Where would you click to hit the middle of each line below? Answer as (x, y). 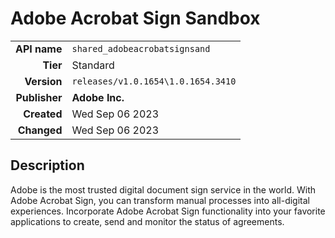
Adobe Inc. (98, 97)
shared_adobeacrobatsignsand (141, 48)
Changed (40, 130)
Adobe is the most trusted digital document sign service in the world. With (163, 189)
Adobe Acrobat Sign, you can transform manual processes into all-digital (160, 200)
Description (47, 165)
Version (43, 81)
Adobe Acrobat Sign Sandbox (135, 18)
